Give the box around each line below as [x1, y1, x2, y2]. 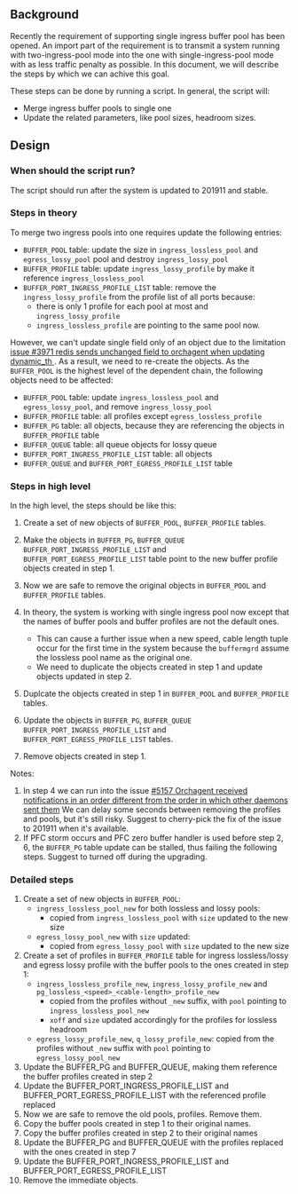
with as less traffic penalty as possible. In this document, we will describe [10, 59, 279, 69]
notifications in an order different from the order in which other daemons [22, 795, 289, 806]
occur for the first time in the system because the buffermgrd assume [35, 643, 290, 653]
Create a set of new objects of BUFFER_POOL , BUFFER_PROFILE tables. [22, 518, 267, 528]
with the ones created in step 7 [22, 1147, 137, 1158]
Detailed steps [10, 874, 74, 886]
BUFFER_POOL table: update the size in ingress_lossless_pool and [22, 244, 258, 255]
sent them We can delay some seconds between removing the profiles [22, 804, 281, 815]
